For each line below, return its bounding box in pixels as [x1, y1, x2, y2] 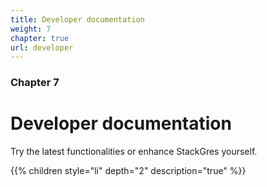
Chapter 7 [10, 76, 60, 90]
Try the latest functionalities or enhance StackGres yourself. [10, 146, 258, 158]
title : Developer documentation [10, 14, 145, 25]
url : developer [10, 42, 74, 53]
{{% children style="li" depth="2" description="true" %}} [10, 165, 247, 177]
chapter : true [10, 33, 70, 43]
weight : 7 [10, 24, 52, 34]
